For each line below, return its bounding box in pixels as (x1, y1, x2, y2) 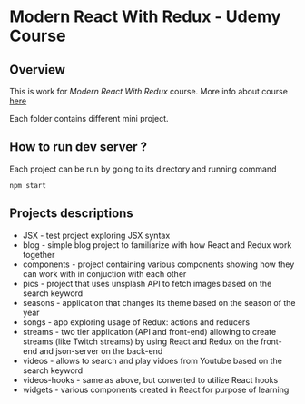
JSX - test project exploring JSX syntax (22, 230, 171, 241)
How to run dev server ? (9, 139, 148, 155)
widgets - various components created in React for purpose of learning (22, 384, 290, 395)
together (22, 249, 55, 260)
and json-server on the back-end (39, 345, 163, 356)
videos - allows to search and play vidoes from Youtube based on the (22, 355, 283, 366)
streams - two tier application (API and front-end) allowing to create (22, 326, 277, 337)
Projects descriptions (9, 206, 133, 222)
